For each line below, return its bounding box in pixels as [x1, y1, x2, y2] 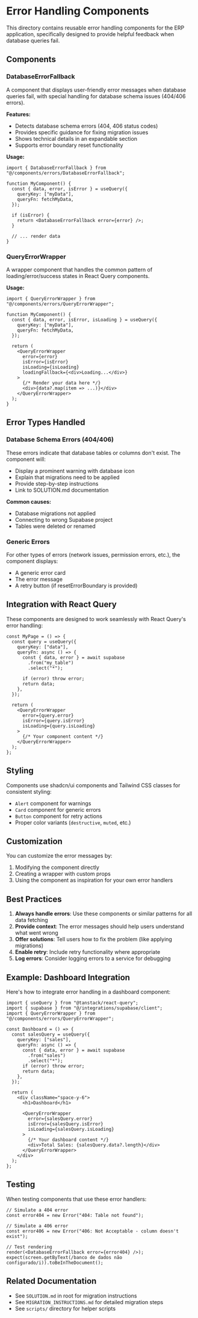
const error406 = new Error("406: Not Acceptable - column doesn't [6, 1228, 179, 1234]
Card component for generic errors [14, 806, 101, 813]
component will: [6, 456, 46, 463]
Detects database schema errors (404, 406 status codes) [14, 122, 158, 129]
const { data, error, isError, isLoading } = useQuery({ [11, 317, 158, 323]
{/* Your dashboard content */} [28, 1136, 110, 1143]
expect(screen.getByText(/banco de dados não [6, 1254, 122, 1260]
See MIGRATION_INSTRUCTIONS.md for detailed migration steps [14, 1298, 164, 1305]
